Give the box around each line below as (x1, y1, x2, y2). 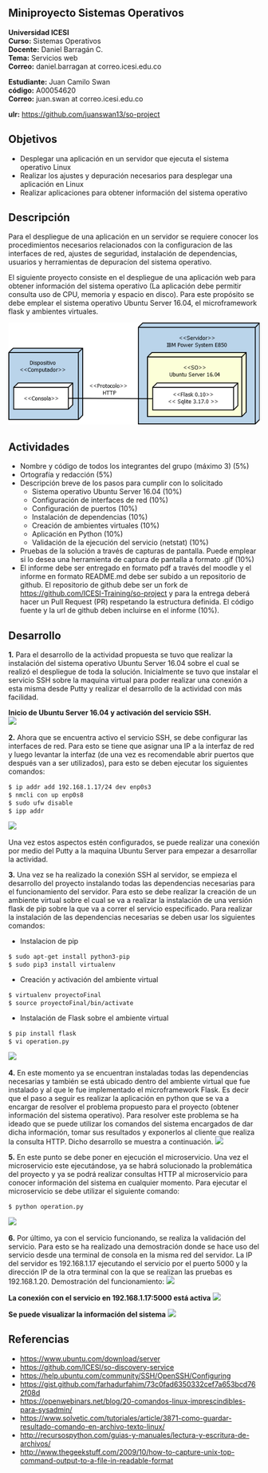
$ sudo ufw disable (8, 799, 73, 807)
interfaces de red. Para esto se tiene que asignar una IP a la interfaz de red (8, 742, 254, 751)
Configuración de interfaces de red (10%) (31, 495, 169, 505)
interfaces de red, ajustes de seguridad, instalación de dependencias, (8, 249, 238, 259)
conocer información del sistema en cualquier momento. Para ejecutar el (8, 1178, 247, 1188)
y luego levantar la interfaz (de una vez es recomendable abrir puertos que (8, 750, 254, 759)
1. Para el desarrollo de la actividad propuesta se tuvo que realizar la (8, 650, 234, 659)
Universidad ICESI (8, 27, 69, 37)
